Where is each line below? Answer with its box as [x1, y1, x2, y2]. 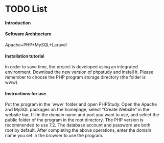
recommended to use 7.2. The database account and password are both [5, 122, 151, 128]
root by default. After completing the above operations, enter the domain [5, 127, 152, 133]
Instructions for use [5, 90, 47, 96]
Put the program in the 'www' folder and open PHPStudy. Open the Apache [5, 102, 157, 107]
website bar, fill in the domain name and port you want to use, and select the [5, 112, 160, 118]
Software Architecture [5, 31, 51, 37]
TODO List [5, 3, 47, 15]
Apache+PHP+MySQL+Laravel [5, 41, 67, 47]
